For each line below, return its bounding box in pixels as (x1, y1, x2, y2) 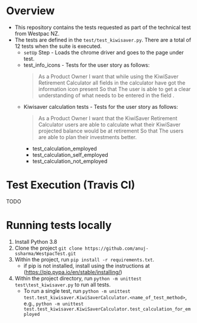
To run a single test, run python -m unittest (23, 287, 131, 294)
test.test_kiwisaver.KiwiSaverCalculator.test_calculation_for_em (23, 306, 191, 312)
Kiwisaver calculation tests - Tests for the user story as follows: (23, 103, 179, 110)
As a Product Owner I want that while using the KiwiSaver (38, 73, 179, 80)
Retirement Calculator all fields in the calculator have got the (38, 79, 186, 86)
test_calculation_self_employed (32, 151, 108, 158)
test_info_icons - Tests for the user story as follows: (23, 61, 150, 69)
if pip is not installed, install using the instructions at (23, 262, 150, 269)
